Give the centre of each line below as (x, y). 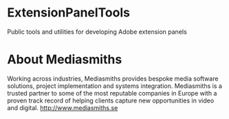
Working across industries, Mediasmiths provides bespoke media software (113, 78)
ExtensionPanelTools (69, 13)
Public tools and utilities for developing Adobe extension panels (97, 32)
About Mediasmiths (65, 60)
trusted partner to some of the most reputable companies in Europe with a (112, 93)
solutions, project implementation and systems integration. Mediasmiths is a (115, 86)
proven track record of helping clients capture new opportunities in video (111, 100)
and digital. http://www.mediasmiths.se (63, 107)
